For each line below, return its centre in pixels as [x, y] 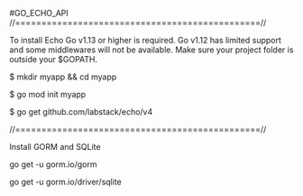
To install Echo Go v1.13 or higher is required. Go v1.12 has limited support [146, 40]
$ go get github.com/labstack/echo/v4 [81, 112]
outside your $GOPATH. [54, 59]
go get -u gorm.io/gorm [53, 164]
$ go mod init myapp [48, 94]
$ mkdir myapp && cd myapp [63, 77]
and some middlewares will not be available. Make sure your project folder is [151, 50]
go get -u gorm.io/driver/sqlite [65, 182]
